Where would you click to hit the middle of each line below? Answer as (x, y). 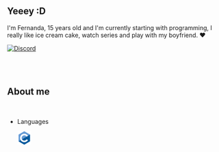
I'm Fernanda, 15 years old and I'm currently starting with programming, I (109, 27)
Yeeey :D (26, 11)
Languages (33, 121)
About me (28, 92)
